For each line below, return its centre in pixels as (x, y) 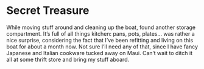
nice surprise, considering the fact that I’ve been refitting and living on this (100, 40)
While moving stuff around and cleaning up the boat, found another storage (101, 27)
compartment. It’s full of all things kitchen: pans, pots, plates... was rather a (100, 33)
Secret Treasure (48, 11)
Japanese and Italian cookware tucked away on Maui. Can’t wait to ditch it (100, 53)
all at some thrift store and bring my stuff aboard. (68, 59)
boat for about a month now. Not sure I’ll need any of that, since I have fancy (102, 47)
